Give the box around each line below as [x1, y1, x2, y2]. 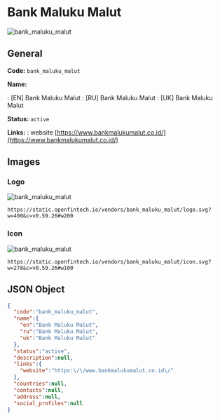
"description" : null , [13, 354, 74, 361]
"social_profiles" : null [13, 400, 83, 407]
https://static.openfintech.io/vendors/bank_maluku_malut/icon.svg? [7, 258, 212, 265]
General [7, 48, 43, 60]
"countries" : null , [13, 380, 68, 388]
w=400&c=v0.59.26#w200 [7, 212, 74, 219]
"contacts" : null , [13, 386, 64, 393]
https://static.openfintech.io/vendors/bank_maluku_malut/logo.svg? [7, 206, 212, 214]
